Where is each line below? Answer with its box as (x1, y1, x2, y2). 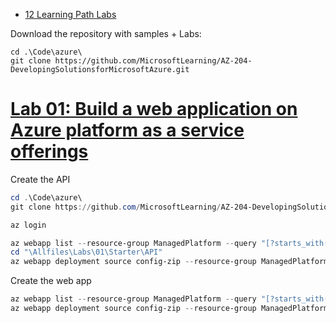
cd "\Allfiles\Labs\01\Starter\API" (10, 247, 163, 258)
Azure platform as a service (10, 119, 245, 142)
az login (10, 220, 47, 230)
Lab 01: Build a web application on (10, 98, 298, 121)
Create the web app (10, 275, 92, 287)
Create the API (10, 173, 71, 185)
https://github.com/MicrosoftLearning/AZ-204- (54, 56, 253, 66)
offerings (10, 140, 89, 163)
